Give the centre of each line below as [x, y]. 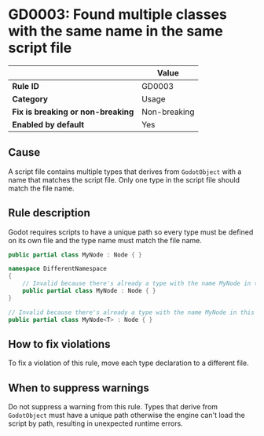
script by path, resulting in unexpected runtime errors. [95, 423]
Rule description [49, 213]
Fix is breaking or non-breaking [73, 112]
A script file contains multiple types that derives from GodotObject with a [125, 172]
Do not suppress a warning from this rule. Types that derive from [113, 407]
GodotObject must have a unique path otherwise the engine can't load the [126, 416]
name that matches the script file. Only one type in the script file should [124, 179]
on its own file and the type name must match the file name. [105, 240]
